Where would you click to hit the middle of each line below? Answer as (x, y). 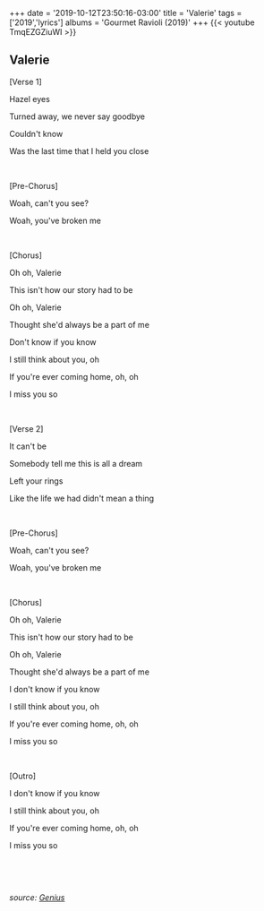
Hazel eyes (30, 99)
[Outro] (23, 776)
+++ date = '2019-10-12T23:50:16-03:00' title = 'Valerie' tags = (126, 13)
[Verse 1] (26, 82)
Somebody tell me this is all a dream (76, 463)
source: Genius (37, 897)
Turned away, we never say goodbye (77, 116)
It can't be (28, 446)
